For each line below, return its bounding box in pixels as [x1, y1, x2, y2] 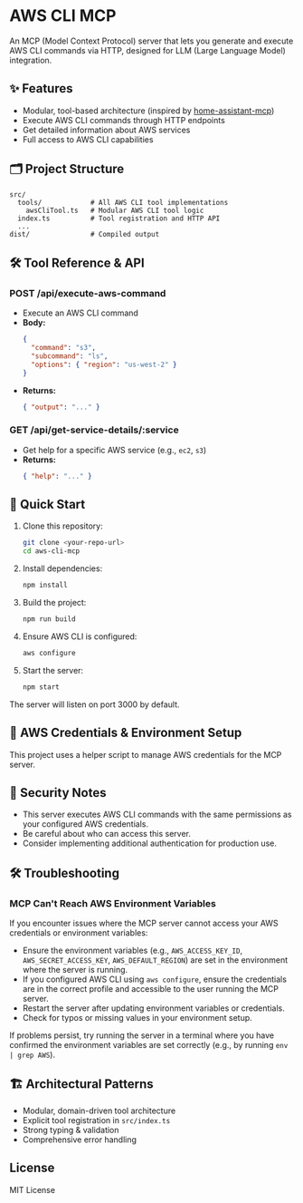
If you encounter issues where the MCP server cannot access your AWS [9, 917, 279, 929]
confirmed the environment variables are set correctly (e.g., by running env [9, 1040, 289, 1051]
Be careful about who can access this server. [22, 829, 192, 839]
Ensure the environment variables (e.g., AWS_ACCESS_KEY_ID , [22, 945, 242, 956]
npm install [22, 581, 68, 590]
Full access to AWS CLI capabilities [22, 133, 154, 145]
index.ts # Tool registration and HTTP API [17, 214, 221, 223]
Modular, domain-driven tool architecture [22, 1105, 176, 1116]
